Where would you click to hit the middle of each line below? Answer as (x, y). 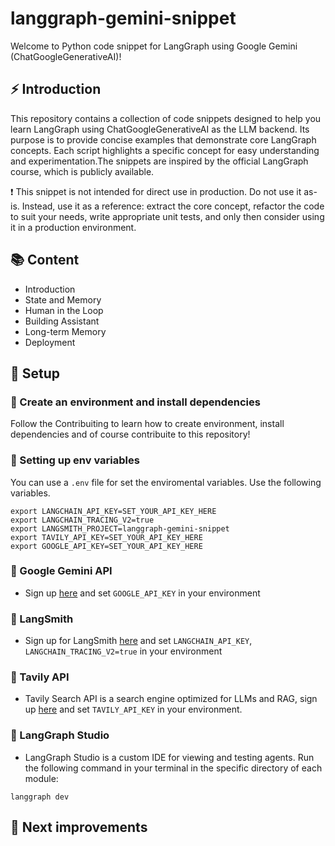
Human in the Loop (64, 310)
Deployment (50, 342)
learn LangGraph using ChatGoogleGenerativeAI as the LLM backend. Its (160, 129)
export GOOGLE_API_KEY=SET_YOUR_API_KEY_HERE (106, 546)
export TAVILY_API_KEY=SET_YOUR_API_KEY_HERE (106, 537)
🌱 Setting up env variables (75, 460)
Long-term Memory (65, 331)
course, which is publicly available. (82, 171)
